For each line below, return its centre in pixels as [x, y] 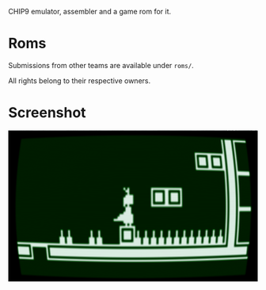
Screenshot [47, 113]
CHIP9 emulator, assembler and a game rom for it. [90, 11]
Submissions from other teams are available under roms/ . [101, 65]
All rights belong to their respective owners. [80, 80]
